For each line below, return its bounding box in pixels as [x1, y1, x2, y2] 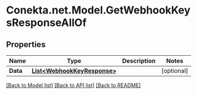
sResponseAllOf [6, 16, 87, 29]
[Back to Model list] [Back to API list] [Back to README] [6, 82, 141, 89]
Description [122, 57, 156, 65]
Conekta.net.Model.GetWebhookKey [6, 4, 191, 17]
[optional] [161, 67, 189, 75]
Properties [6, 39, 46, 49]
